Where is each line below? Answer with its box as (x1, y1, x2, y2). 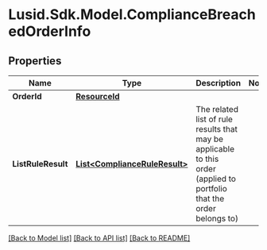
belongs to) (195, 213, 238, 224)
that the (195, 193, 225, 204)
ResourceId (75, 91, 121, 102)
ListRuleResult (12, 159, 68, 169)
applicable (195, 144, 235, 154)
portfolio (195, 183, 228, 194)
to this (195, 153, 219, 164)
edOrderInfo (8, 22, 91, 40)
